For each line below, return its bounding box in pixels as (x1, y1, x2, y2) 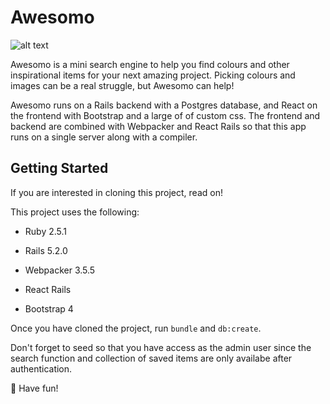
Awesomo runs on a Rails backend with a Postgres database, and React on (10, 99, 318, 111)
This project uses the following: (10, 206, 140, 218)
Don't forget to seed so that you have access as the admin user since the (10, 341, 312, 353)
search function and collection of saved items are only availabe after (10, 352, 293, 364)
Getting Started (10, 160, 109, 177)
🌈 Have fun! (10, 382, 59, 394)
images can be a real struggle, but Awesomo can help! (10, 79, 235, 91)
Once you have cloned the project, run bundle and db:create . (10, 322, 262, 334)
